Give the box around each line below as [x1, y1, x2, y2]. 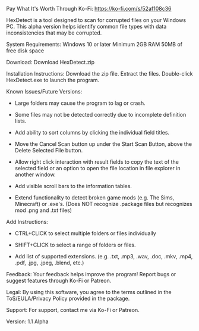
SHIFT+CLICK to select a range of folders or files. [14, 241, 136, 248]
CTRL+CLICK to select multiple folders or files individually [14, 230, 156, 237]
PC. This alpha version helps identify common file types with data [6, 23, 167, 30]
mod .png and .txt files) [14, 207, 72, 214]
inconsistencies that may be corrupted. [6, 29, 102, 36]
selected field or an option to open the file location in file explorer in [14, 165, 181, 171]
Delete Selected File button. [14, 147, 83, 154]
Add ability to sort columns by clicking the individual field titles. [14, 129, 170, 136]
